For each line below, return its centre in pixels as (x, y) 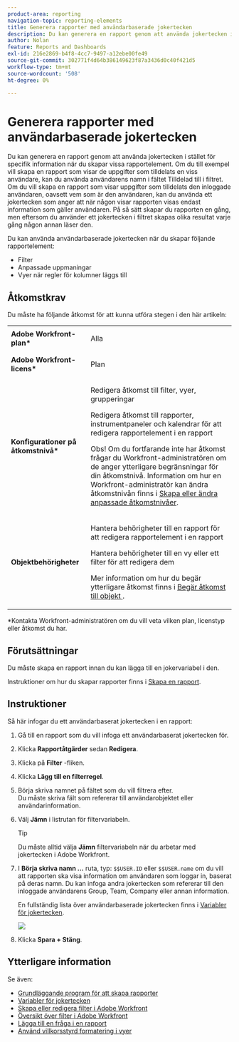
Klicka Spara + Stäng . (50, 939)
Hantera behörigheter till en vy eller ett (154, 553)
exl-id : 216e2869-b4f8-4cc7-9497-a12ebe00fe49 (78, 54)
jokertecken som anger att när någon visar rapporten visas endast (104, 202)
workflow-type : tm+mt (39, 67)
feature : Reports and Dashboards (57, 47)
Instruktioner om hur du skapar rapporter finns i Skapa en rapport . (104, 681)
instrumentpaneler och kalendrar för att (156, 424)
